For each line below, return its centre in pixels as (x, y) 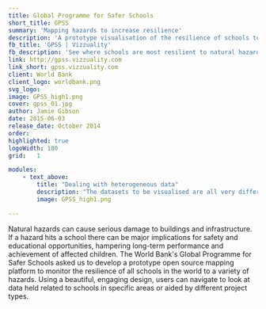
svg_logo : (25, 89)
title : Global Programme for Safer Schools (81, 15)
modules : (23, 170)
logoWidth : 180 (33, 148)
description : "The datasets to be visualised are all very (136, 192)
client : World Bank (40, 74)
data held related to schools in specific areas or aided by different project (128, 288)
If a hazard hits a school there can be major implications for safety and (123, 237)
